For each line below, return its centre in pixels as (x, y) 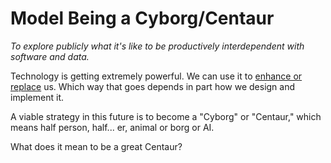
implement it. (37, 97)
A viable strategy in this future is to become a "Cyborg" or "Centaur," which (166, 116)
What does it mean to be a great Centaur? (96, 146)
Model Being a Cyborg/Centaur (142, 18)
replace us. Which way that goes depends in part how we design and (153, 86)
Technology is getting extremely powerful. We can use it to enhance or (156, 76)
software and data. (50, 56)
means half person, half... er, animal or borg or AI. (112, 127)
